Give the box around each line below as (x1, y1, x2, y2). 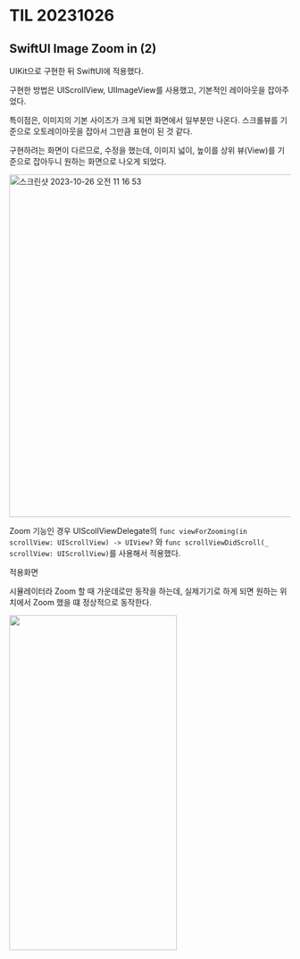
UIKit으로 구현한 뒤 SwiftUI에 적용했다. (9, 66, 145, 76)
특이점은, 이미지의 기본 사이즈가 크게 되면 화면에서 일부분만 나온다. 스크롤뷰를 (9, 115, 279, 125)
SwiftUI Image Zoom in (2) (9, 41, 157, 56)
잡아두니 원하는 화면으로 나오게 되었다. (32, 156, 167, 166)
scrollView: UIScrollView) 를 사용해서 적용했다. (9, 548, 181, 558)
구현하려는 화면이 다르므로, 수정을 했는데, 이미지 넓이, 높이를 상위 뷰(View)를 (9, 145, 276, 155)
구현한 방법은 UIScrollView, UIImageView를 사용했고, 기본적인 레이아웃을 (9, 85, 266, 95)
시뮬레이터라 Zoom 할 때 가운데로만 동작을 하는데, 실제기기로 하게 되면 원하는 (9, 586, 279, 596)
